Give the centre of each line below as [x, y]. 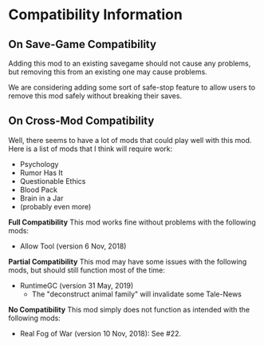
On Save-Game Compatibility [83, 44]
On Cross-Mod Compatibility [81, 121]
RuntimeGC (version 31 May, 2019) [77, 285]
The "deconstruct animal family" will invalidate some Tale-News [136, 294]
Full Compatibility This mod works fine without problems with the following [132, 222]
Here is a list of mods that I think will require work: [91, 149]
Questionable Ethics [53, 181]
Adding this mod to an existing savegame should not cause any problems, [130, 63]
